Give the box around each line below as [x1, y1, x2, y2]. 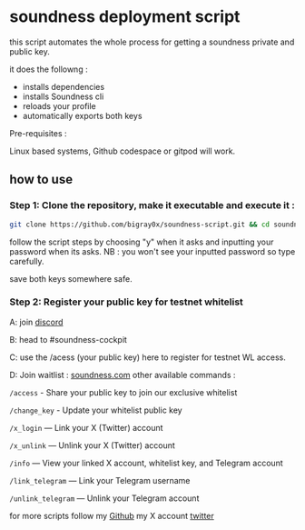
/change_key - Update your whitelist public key [9, 405, 183, 415]
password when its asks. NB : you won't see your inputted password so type [9, 245, 296, 256]
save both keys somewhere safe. [9, 273, 133, 284]
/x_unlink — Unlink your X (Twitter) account [9, 439, 175, 451]
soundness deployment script [9, 6, 241, 27]
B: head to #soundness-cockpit [9, 334, 127, 345]
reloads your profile [22, 100, 97, 111]
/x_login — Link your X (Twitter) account [9, 422, 163, 433]
